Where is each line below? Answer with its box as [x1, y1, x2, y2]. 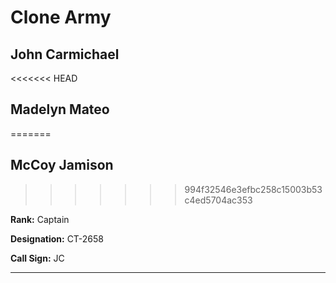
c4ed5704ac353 [184, 194, 253, 206]
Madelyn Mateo [10, 101, 110, 118]
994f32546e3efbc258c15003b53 [184, 183, 323, 195]
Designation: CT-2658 [10, 232, 105, 245]
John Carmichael [10, 46, 120, 63]
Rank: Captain [10, 213, 70, 225]
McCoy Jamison [10, 157, 114, 174]
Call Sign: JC [10, 252, 65, 264]
